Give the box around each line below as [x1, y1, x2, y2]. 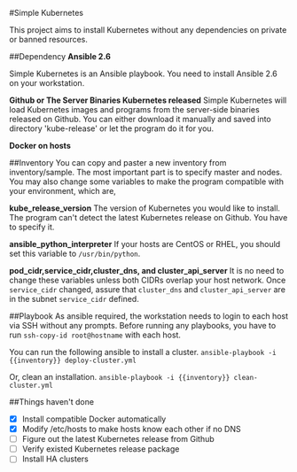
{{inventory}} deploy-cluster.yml [9, 356, 137, 365]
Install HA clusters [21, 453, 89, 464]
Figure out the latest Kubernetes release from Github [21, 434, 215, 445]
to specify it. [9, 221, 55, 232]
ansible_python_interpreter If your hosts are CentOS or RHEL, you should [9, 239, 281, 249]
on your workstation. [9, 78, 85, 88]
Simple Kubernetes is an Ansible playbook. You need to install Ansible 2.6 [9, 68, 277, 79]
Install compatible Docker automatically [21, 414, 167, 424]
